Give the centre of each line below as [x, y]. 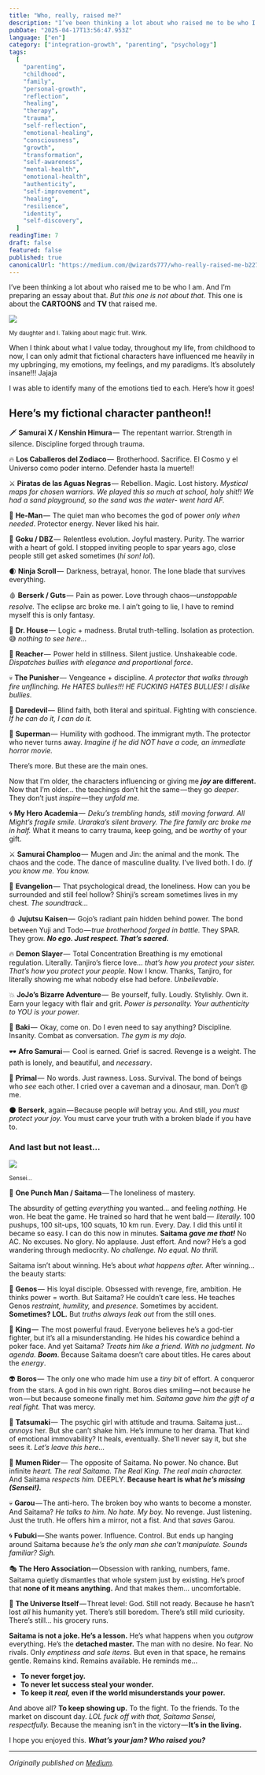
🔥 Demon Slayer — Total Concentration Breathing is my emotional [116, 954]
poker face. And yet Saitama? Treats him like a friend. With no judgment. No [132, 1347]
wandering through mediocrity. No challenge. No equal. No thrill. [114, 1250]
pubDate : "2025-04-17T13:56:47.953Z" [71, 30]
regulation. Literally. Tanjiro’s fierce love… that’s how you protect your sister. [132, 962]
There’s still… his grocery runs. [59, 1620]
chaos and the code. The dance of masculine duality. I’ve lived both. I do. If [131, 863]
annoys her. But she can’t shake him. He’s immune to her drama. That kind [129, 1431]
